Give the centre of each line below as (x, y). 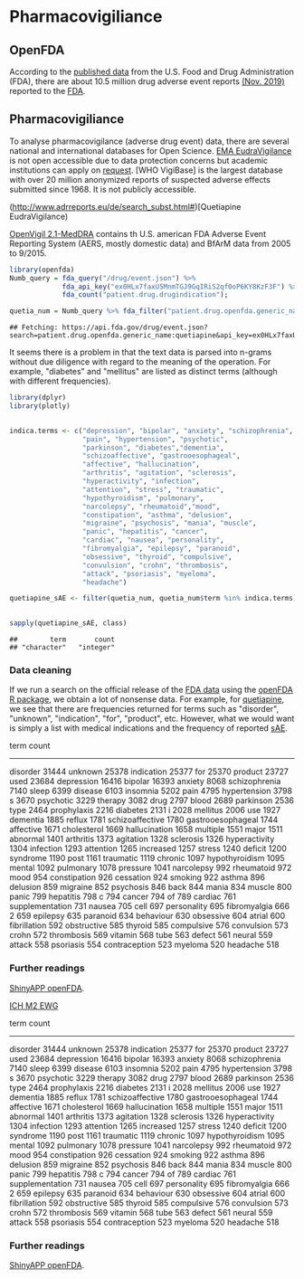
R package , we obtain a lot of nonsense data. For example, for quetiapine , (147, 699)
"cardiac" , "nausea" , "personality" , (153, 540)
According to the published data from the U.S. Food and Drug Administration (152, 71)
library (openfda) (42, 270)
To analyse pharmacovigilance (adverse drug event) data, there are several (149, 141)
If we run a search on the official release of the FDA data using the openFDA (152, 690)
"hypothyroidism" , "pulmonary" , (143, 498)
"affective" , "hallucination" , (141, 464)
